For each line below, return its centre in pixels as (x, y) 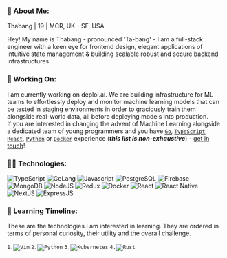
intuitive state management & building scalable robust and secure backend (113, 54)
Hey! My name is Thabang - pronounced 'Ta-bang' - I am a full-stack (105, 39)
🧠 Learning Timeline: (42, 211)
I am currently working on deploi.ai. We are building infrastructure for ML (110, 94)
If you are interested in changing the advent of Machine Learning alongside (113, 123)
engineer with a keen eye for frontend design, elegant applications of (105, 47)
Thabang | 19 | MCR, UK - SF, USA (56, 26)
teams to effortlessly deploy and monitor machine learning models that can (113, 101)
